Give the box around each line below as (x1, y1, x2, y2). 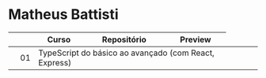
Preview (180, 34, 211, 45)
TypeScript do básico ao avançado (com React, (38, 47, 215, 58)
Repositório (101, 34, 146, 45)
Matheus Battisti (8, 6, 119, 24)
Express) (38, 57, 72, 68)
